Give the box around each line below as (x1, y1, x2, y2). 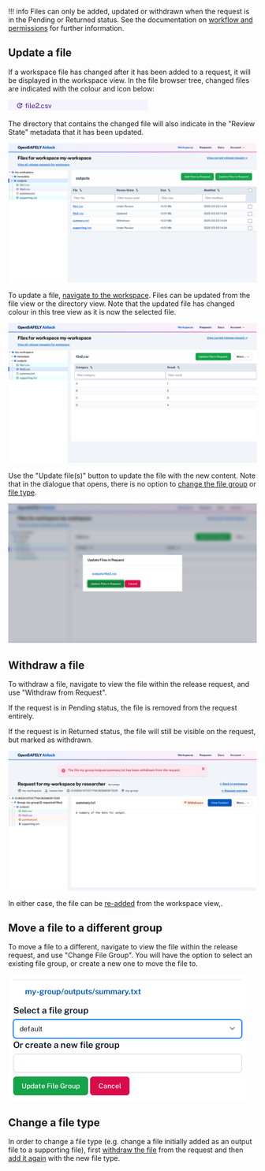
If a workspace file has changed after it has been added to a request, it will (8, 67, 251, 76)
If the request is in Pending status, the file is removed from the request (8, 703, 237, 713)
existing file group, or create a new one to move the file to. (8, 959, 199, 968)
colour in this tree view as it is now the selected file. (8, 308, 177, 317)
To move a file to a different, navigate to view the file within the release (8, 942, 238, 952)
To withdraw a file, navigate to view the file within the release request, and (8, 680, 250, 689)
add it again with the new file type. (8, 1154, 121, 1163)
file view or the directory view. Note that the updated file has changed (8, 299, 235, 308)
